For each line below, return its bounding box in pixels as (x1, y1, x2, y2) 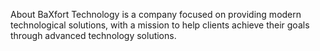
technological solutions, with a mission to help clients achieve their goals (10, 19, 310, 31)
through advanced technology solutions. (10, 30, 177, 41)
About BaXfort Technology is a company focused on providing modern (10, 9, 302, 20)
